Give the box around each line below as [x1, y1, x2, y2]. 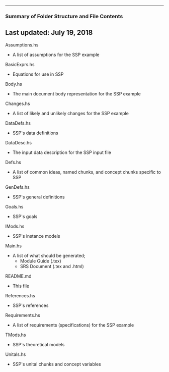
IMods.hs [5, 223, 25, 229]
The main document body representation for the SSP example [12, 90, 141, 96]
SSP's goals [12, 213, 38, 220]
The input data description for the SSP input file [12, 149, 112, 155]
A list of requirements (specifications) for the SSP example [12, 322, 134, 328]
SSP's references [12, 302, 49, 308]
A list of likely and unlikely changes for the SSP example [12, 110, 129, 116]
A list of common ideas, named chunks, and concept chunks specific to [12, 169, 161, 175]
